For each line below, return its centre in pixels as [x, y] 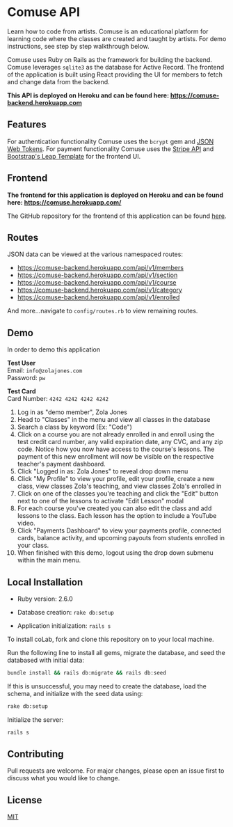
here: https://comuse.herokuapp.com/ [64, 202]
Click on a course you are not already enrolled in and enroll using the [116, 434]
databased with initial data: [46, 660]
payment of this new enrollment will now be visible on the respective [115, 457]
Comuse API [43, 12]
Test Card [22, 391]
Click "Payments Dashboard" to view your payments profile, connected [119, 530]
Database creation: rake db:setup [66, 612]
